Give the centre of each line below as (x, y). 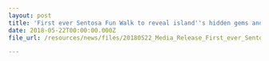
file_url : (25, 38)
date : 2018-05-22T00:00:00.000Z (62, 30)
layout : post (30, 15)
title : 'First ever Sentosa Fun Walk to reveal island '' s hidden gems (128, 23)
